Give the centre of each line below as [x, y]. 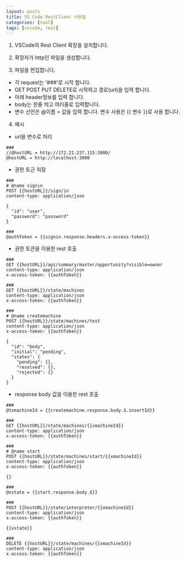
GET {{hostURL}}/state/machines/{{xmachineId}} [65, 426]
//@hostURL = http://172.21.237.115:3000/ [58, 153]
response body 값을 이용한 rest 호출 [57, 394]
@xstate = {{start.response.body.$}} [52, 492]
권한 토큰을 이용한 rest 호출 [45, 249]
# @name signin [24, 186]
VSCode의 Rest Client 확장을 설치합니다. [62, 45]
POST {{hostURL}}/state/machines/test [53, 321]
